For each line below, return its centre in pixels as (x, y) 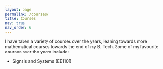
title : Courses (21, 18)
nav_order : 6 (18, 28)
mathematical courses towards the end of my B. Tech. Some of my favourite (82, 47)
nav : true (15, 23)
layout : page (18, 9)
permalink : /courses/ (27, 14)
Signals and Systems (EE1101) (42, 61)
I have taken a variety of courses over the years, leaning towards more (76, 41)
